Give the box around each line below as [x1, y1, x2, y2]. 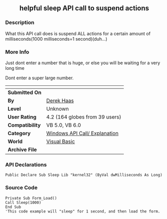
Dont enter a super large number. [5, 75, 74, 81]
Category [8, 130, 31, 137]
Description [5, 19, 35, 26]
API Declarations [5, 161, 47, 168]
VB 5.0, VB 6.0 [46, 122, 81, 129]
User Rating [8, 113, 37, 120]
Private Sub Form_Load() [5, 195, 57, 200]
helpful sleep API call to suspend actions [19, 4, 149, 13]
